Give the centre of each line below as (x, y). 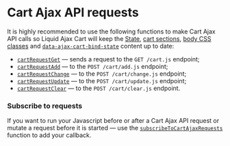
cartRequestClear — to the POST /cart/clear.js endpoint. (99, 88)
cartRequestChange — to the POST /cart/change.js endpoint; (102, 74)
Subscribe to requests (45, 106)
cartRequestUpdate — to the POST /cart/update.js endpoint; (102, 81)
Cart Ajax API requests (73, 13)
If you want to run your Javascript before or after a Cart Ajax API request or (113, 121)
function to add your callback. (49, 135)
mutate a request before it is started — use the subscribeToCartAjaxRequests (115, 128)
